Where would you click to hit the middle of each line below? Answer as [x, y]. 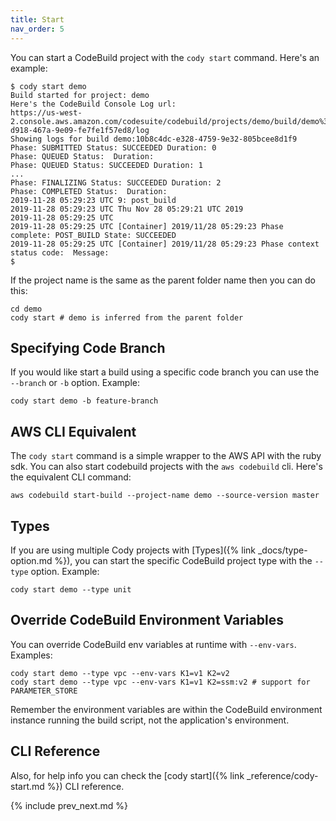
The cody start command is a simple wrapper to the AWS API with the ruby [166, 456]
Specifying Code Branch [88, 347]
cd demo [26, 309]
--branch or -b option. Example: [75, 383]
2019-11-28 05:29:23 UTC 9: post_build [93, 200]
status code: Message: [60, 252]
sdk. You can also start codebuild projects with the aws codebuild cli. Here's [166, 467]
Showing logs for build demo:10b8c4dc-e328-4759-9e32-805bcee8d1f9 [154, 139]
